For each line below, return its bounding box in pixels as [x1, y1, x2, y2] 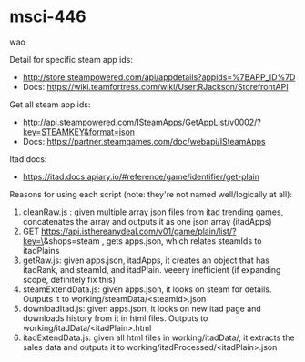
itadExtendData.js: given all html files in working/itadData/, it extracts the [22, 332, 295, 343]
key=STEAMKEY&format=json [22, 126, 135, 137]
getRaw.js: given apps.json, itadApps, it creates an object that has [22, 255, 270, 266]
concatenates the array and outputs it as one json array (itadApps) [22, 216, 272, 226]
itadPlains [22, 245, 60, 256]
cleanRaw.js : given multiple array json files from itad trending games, [22, 206, 284, 217]
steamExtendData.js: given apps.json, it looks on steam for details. [22, 284, 272, 295]
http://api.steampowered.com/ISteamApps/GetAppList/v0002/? [22, 116, 261, 127]
